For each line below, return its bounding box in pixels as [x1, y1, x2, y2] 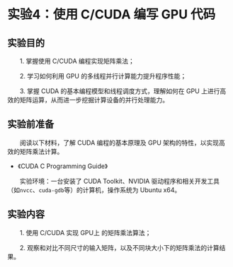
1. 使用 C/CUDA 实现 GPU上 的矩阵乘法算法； [20, 228, 152, 237]
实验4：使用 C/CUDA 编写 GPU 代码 [7, 6, 216, 23]
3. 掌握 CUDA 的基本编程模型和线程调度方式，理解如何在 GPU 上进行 [20, 87, 220, 95]
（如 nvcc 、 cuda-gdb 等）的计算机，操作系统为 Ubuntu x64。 [7, 185, 181, 194]
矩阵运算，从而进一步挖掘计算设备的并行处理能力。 [19, 96, 169, 104]
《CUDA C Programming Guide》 [17, 162, 108, 170]
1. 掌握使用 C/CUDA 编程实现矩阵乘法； [20, 57, 135, 65]
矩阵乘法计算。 [19, 147, 64, 155]
